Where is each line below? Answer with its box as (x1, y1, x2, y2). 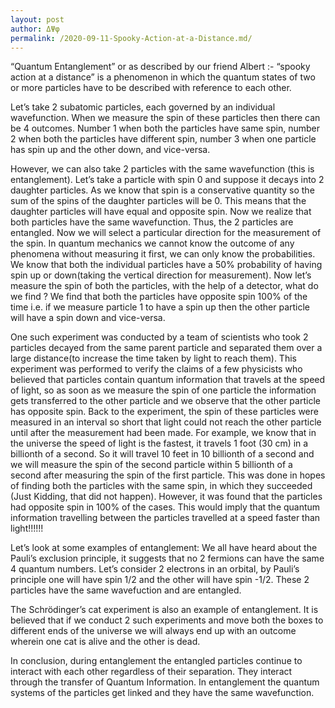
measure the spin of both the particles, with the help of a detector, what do (10, 280, 319, 292)
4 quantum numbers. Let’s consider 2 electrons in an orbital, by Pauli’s (10, 563, 300, 575)
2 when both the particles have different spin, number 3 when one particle (10, 133, 317, 145)
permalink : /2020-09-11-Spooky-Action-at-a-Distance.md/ (10, 33, 253, 43)
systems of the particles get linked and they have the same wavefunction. (10, 687, 315, 699)
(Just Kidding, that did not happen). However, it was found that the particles (10, 491, 323, 503)
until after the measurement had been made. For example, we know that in (10, 427, 317, 439)
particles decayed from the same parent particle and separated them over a (10, 342, 323, 354)
